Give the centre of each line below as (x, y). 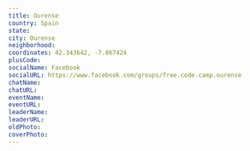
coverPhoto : (28, 134)
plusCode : (25, 61)
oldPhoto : (25, 127)
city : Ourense (32, 38)
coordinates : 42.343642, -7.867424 (68, 53)
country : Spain (34, 23)
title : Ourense (34, 16)
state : (19, 30)
